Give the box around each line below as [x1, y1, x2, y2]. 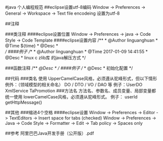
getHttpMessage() [5, 99, 43, 105]
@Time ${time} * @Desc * [5, 43, 58, 48]
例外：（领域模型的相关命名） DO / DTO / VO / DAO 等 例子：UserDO [5, 82, 143, 87]
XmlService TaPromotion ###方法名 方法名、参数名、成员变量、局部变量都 [5, 88, 156, 94]
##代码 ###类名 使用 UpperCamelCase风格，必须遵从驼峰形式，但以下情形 [5, 75, 157, 81]
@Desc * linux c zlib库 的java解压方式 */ [5, 55, 86, 60]
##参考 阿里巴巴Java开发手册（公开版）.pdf [5, 130, 94, 136]
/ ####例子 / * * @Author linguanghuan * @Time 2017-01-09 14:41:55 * [5, 48, 148, 54]
